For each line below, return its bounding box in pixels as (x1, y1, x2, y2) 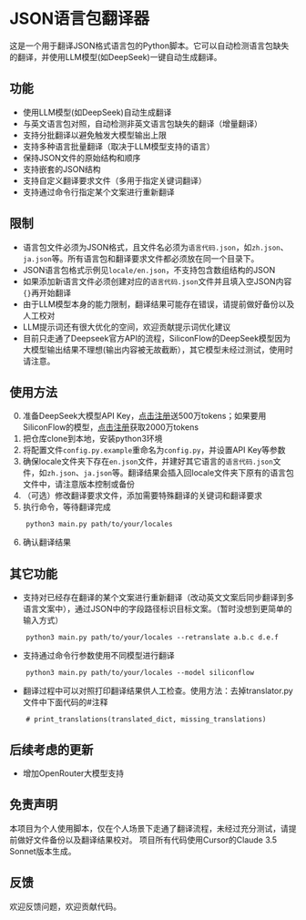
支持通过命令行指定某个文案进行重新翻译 (22, 186, 175, 197)
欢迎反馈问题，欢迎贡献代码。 (9, 901, 121, 912)
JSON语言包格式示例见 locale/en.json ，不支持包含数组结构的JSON (22, 264, 276, 275)
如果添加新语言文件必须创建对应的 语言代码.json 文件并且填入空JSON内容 (22, 275, 292, 287)
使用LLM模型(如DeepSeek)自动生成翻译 (22, 107, 172, 118)
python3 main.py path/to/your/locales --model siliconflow (25, 669, 255, 678)
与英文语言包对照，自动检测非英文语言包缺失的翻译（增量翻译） (22, 118, 262, 128)
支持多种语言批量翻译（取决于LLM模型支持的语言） (22, 140, 216, 151)
